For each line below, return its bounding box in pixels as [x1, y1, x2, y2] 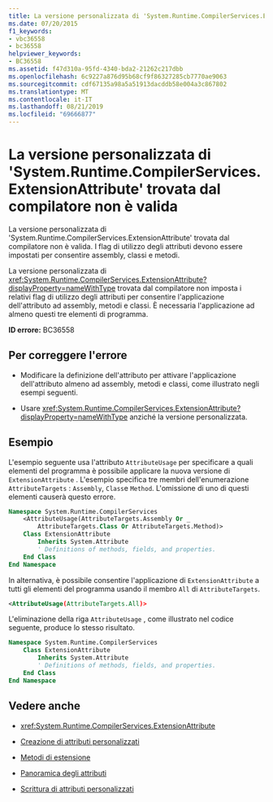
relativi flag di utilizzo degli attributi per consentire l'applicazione [8, 291, 225, 301]
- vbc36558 [8, 34, 45, 43]
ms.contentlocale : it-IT [8, 95, 93, 103]
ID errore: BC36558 [8, 325, 75, 335]
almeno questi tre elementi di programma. [8, 309, 149, 318]
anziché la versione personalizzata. [129, 412, 248, 422]
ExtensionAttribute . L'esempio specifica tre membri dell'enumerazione [8, 474, 249, 484]
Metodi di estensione [19, 752, 91, 762]
